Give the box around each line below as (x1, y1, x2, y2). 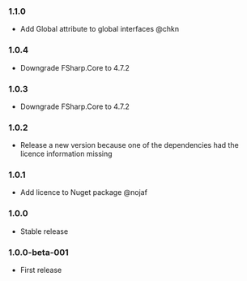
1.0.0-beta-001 (8, 246, 69, 257)
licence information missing (19, 149, 113, 159)
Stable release (19, 226, 69, 236)
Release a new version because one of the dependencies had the (19, 140, 239, 150)
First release (19, 266, 62, 275)
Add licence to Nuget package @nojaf (19, 188, 148, 197)
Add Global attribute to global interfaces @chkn (19, 24, 180, 34)
